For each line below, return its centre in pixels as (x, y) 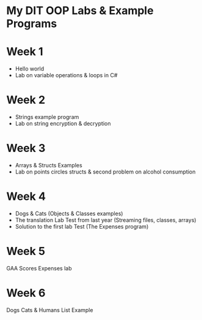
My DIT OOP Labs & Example (80, 11)
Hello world (30, 69)
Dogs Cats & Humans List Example (50, 310)
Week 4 (26, 196)
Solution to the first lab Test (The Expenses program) (82, 226)
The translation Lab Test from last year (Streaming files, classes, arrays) (106, 220)
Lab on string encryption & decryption (63, 124)
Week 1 (25, 52)
